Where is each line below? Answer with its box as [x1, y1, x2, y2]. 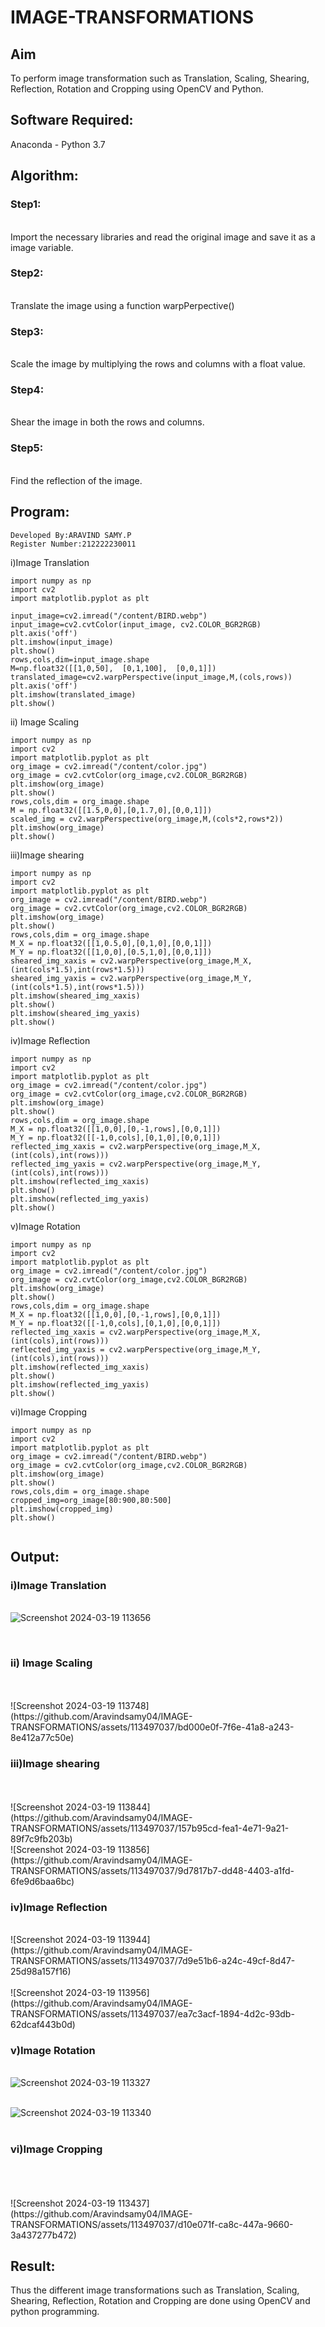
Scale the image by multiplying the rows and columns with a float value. [10, 358, 306, 370]
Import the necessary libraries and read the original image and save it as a [10, 231, 316, 243]
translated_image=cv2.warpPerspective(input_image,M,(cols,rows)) [10, 672, 293, 682]
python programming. [10, 2306, 100, 2318]
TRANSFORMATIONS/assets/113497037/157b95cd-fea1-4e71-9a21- [10, 1822, 290, 1834]
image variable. [10, 241, 74, 253]
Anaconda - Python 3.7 [10, 138, 106, 150]
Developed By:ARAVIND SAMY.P [10, 530, 132, 540]
